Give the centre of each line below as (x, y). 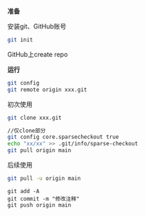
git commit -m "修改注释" (44, 199)
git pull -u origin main (44, 178)
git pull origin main (39, 150)
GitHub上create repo (38, 54)
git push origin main (39, 205)
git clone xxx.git (34, 118)
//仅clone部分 (27, 130)
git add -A (23, 191)
